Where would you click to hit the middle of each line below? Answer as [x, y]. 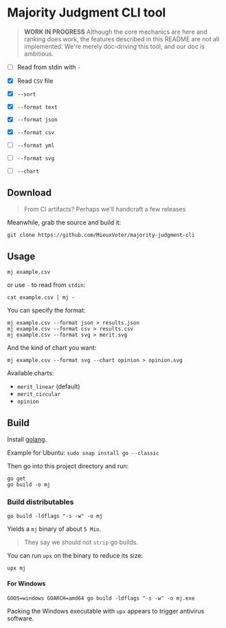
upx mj [16, 568]
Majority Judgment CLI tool [87, 13]
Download [29, 193]
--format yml [36, 145]
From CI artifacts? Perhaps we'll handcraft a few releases [105, 209]
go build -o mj [29, 485]
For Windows [26, 583]
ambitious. [38, 54]
